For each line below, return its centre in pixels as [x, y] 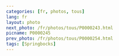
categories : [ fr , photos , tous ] [45, 11]
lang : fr [17, 17]
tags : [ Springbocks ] [31, 44]
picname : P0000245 [28, 33]
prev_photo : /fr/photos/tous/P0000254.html [60, 38]
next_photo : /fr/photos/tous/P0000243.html [60, 28]
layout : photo [23, 22]
